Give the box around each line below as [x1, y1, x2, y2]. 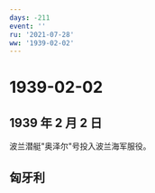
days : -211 [9, 13, 50, 23]
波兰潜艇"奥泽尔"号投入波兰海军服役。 [9, 141, 151, 152]
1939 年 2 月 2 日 [9, 115, 103, 131]
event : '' [9, 22, 47, 31]
